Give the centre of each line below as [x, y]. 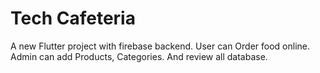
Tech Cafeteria [73, 18]
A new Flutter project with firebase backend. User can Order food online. [160, 46]
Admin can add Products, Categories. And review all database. [139, 56]
